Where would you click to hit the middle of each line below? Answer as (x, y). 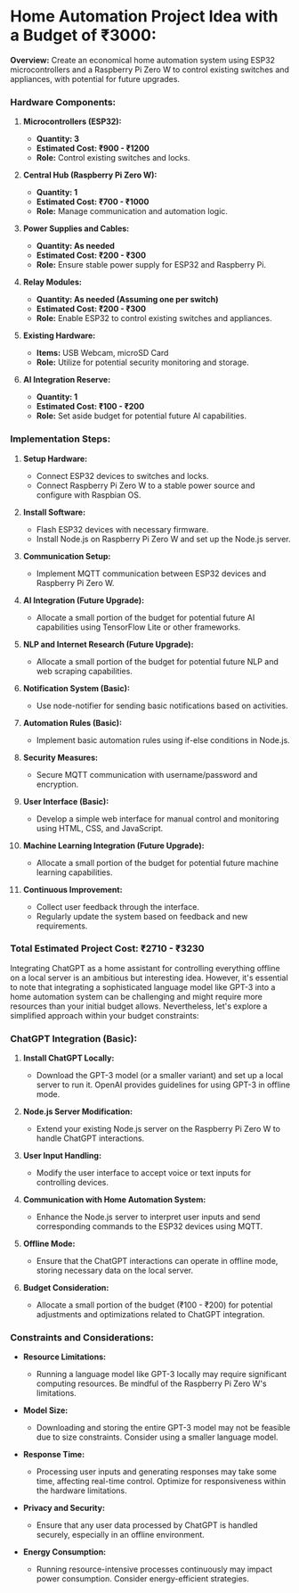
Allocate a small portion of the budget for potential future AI (145, 617)
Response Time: (54, 1455)
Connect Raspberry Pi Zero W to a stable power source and (145, 485)
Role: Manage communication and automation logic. (132, 211)
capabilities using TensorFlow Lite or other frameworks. (138, 627)
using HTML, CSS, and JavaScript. (100, 828)
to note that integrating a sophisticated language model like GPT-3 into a (143, 986)
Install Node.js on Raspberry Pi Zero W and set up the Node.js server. (164, 539)
